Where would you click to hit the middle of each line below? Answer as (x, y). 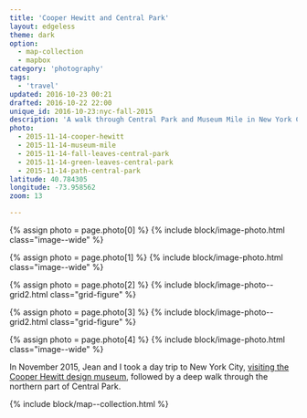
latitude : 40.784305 (49, 179)
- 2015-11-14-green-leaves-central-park (95, 162)
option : (24, 43)
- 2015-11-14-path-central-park (79, 171)
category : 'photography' (57, 69)
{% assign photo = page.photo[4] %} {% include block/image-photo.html (148, 340)
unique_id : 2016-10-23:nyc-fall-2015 (81, 111)
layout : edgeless (42, 26)
